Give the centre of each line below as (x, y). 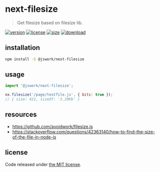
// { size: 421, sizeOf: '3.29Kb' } (42, 100)
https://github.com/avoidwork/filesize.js (53, 126)
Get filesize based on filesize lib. (50, 23)
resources (21, 115)
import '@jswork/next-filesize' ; (39, 86)
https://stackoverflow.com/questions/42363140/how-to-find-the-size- (84, 132)
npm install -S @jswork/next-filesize (45, 59)
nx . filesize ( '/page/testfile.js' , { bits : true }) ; (59, 95)
